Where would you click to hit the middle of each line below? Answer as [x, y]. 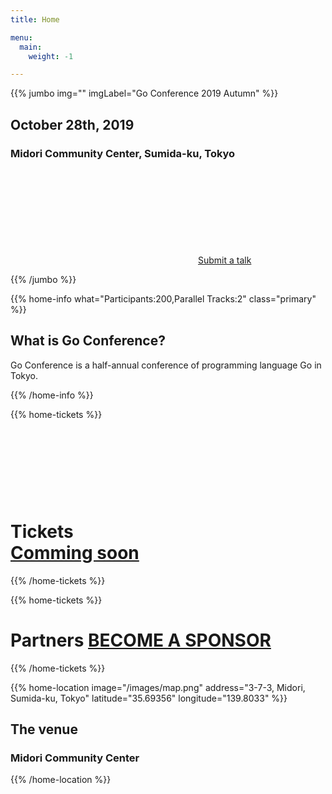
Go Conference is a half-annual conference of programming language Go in [166, 365]
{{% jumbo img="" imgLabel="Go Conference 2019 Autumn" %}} [144, 93]
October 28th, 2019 [72, 124]
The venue [44, 729]
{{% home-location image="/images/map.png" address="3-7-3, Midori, [158, 687]
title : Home [35, 19]
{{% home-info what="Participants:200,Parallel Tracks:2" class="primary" [163, 298]
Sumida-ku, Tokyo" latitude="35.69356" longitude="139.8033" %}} [149, 698]
